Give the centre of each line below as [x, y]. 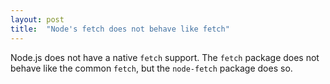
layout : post [37, 19]
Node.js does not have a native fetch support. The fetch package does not [165, 57]
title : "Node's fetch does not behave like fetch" [120, 29]
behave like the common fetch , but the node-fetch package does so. [151, 68]
